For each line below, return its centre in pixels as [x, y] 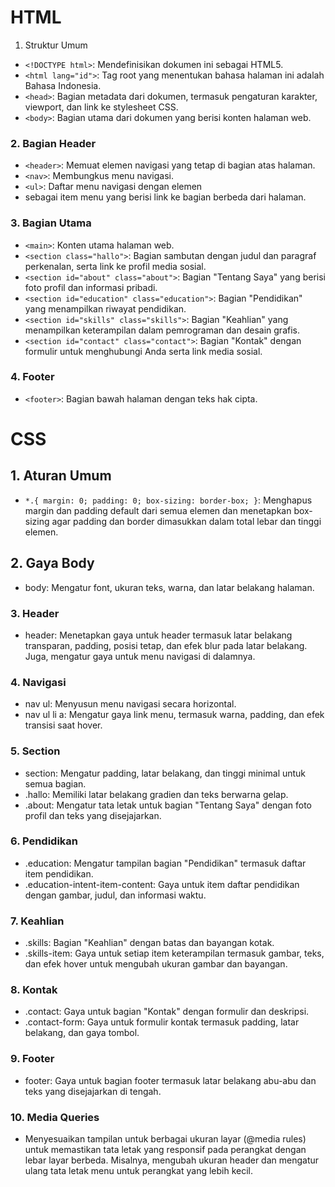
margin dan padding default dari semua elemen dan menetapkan [158, 510]
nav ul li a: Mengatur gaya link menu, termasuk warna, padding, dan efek [174, 715]
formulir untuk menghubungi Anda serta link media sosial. [143, 351]
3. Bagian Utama [51, 223]
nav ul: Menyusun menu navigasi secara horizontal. [130, 704]
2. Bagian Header [53, 143]
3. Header [35, 613]
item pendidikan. [59, 873]
